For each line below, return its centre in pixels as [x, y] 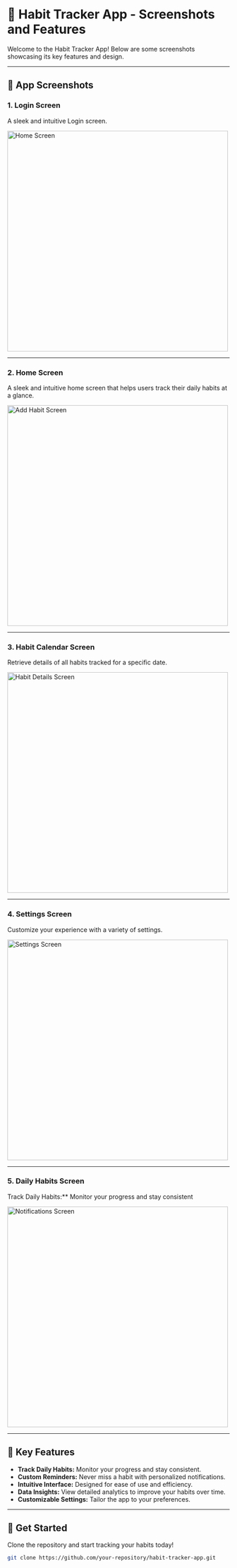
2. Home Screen [35, 372]
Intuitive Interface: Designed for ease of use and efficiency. [105, 1484]
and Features [47, 29]
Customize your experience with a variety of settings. [85, 929]
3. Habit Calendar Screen [51, 647]
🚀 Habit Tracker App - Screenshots [111, 14]
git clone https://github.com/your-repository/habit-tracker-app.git [112, 1558]
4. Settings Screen [39, 914]
